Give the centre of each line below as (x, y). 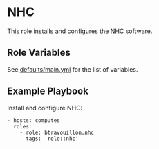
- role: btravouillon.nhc (57, 132)
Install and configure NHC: (45, 108)
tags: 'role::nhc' (52, 139)
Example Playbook (48, 91)
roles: (23, 126)
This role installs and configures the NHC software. (80, 31)
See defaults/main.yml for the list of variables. (73, 69)
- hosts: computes (34, 120)
